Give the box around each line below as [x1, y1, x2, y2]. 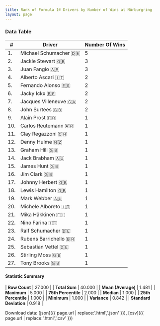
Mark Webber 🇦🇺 [20, 195, 63, 202]
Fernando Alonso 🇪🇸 [20, 81, 71, 88]
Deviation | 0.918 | [5, 300, 43, 306]
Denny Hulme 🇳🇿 [20, 138, 63, 145]
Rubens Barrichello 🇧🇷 [20, 235, 75, 242]
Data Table [5, 28, 32, 35]
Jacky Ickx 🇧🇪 [20, 90, 56, 97]
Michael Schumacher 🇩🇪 [20, 49, 80, 56]
